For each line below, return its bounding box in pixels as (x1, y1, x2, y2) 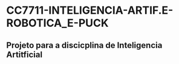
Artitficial (6, 49, 43, 60)
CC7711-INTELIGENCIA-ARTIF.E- (6, 4, 174, 17)
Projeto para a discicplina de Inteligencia (6, 40, 163, 50)
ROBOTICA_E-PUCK (6, 16, 109, 30)
